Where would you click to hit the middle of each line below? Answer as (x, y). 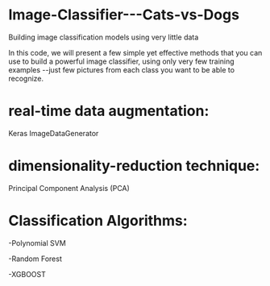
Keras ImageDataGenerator (54, 133)
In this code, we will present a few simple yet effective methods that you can (135, 52)
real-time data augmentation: (109, 111)
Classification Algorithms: (98, 221)
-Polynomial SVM (37, 242)
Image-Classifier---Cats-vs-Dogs (124, 15)
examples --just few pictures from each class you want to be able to (122, 69)
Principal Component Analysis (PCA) (69, 188)
